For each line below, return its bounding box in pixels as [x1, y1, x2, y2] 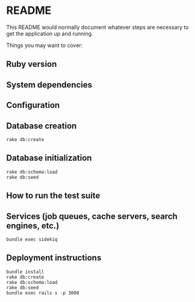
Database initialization [6, 153, 92, 163]
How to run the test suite [6, 190, 101, 201]
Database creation [6, 121, 77, 131]
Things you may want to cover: [6, 42, 83, 49]
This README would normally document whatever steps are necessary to [6, 24, 189, 31]
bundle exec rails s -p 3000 [6, 290, 79, 296]
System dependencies [6, 80, 92, 90]
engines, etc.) [6, 221, 60, 231]
